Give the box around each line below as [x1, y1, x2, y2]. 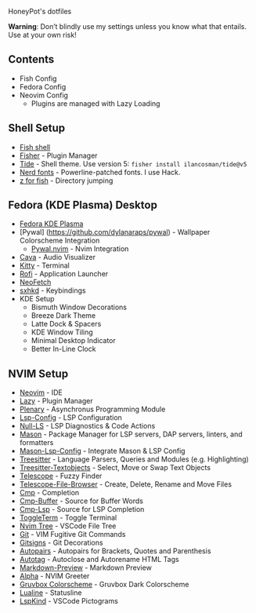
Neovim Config [19, 90, 69, 100]
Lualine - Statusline [19, 588, 82, 597]
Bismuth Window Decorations [31, 302, 128, 312]
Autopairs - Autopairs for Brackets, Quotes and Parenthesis [19, 546, 211, 556]
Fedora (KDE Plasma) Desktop [8, 199, 158, 212]
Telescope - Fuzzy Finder [19, 471, 103, 481]
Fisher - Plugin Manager [19, 151, 98, 160]
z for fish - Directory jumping [19, 176, 114, 185]
